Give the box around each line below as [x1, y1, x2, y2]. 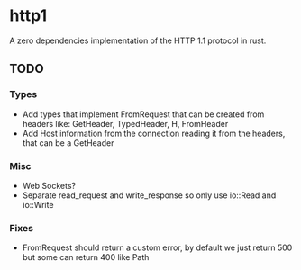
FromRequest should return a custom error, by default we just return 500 [22, 242, 293, 253]
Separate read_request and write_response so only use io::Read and [22, 190, 277, 201]
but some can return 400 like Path [22, 252, 150, 263]
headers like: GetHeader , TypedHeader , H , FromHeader [22, 118, 229, 129]
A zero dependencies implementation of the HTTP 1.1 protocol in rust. [9, 35, 267, 46]
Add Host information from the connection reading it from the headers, [22, 128, 286, 139]
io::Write [22, 199, 54, 210]
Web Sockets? [22, 180, 77, 191]
